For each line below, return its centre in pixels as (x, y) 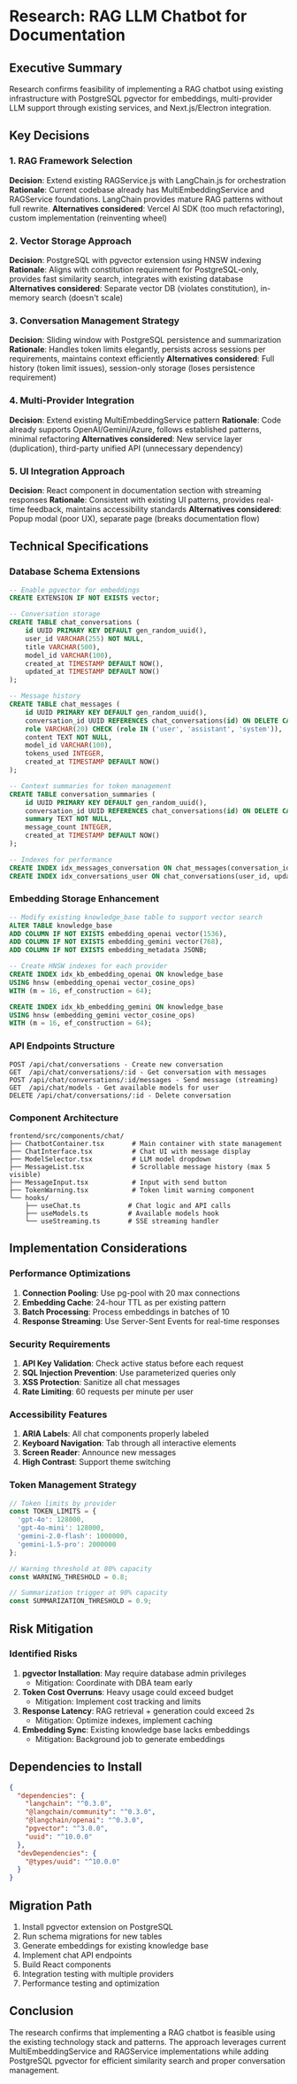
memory (24, 298)
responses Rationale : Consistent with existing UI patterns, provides (132, 500)
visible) (25, 1174)
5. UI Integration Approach (67, 471)
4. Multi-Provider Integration (72, 400)
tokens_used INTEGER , (65, 754)
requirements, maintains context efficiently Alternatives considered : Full (142, 359)
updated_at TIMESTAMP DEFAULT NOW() (93, 672)
